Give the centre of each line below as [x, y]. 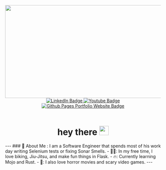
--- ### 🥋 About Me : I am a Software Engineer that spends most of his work [83, 146]
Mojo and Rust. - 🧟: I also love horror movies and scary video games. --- [79, 162]
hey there [78, 132]
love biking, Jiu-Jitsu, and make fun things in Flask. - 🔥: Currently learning [81, 156]
